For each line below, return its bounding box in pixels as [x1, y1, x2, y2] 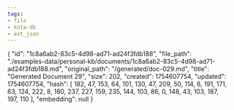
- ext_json [7, 30, 40, 38]
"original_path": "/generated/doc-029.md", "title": [64, 65, 210, 73]
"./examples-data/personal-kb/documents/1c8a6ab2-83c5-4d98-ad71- [7, 57, 216, 66]
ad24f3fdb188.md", [7, 65, 64, 73]
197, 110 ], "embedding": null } [7, 95, 94, 104]
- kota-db [7, 23, 37, 31]
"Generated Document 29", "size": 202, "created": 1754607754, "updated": [7, 72, 227, 81]
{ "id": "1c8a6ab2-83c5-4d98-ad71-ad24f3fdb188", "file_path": [7, 50, 192, 58]
